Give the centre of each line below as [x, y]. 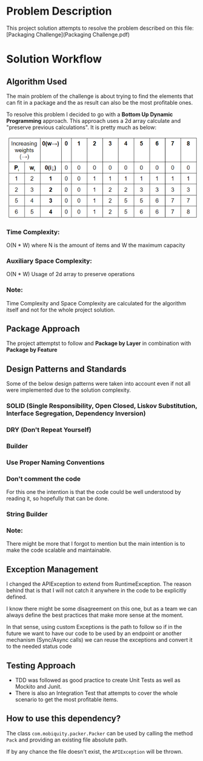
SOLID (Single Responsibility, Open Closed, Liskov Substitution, [102, 406]
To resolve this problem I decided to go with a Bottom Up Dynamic [90, 114]
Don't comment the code [43, 479]
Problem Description [59, 11]
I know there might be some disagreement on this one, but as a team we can [102, 609]
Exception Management [52, 569]
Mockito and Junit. [38, 686]
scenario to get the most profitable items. [67, 699]
